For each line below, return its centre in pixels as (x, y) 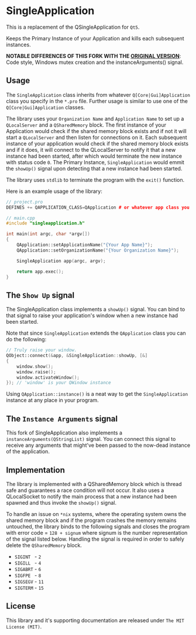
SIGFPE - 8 (28, 575)
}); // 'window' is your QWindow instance (59, 383)
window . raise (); (37, 372)
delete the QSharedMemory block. (44, 545)
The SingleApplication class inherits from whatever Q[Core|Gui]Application (98, 94)
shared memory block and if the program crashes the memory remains (91, 520)
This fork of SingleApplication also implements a (64, 433)
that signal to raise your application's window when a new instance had (92, 315)
